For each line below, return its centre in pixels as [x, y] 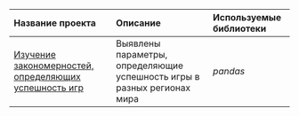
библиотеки [240, 28]
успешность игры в [158, 77]
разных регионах [153, 88]
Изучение [35, 54]
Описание [138, 23]
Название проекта [55, 23]
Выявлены [138, 43]
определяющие [149, 66]
